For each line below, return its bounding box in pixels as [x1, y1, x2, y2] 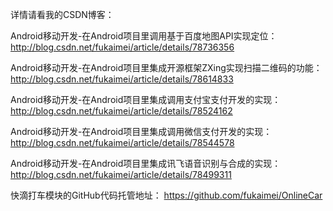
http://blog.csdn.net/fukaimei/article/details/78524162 [10, 105, 233, 117]
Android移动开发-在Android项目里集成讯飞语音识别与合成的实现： [10, 158, 282, 169]
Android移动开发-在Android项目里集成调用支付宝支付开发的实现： [10, 94, 282, 105]
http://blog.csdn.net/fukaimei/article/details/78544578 [10, 137, 235, 148]
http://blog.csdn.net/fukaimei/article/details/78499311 [10, 169, 232, 180]
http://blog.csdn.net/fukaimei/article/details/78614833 [10, 73, 234, 85]
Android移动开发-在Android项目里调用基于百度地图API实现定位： [10, 30, 278, 42]
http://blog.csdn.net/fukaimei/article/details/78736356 [10, 41, 235, 53]
